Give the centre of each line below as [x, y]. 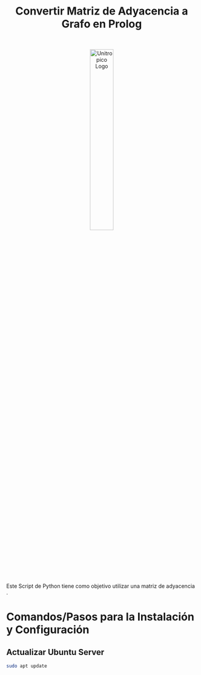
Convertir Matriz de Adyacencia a [102, 11]
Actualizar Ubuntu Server [55, 652]
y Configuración [48, 630]
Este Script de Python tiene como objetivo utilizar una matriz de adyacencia [101, 586]
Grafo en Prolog [102, 24]
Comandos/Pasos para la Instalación [100, 617]
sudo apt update [27, 666]
